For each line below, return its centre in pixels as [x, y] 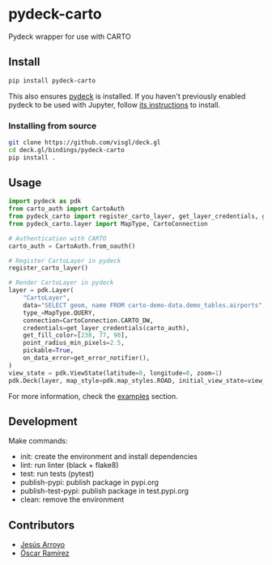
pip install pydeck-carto [52, 81]
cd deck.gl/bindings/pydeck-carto [67, 150]
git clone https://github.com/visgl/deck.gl [85, 142]
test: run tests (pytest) [57, 474]
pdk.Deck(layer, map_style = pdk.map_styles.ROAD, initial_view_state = [128, 380]
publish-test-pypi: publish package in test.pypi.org [104, 491]
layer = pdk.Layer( [41, 291]
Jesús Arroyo [42, 545]
